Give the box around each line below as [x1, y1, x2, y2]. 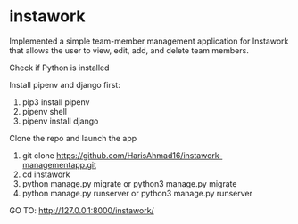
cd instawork [21, 169, 70, 180]
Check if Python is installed [9, 62, 110, 73]
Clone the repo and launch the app [9, 132, 137, 143]
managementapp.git [21, 159, 96, 170]
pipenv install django [21, 116, 99, 126]
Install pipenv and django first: [9, 79, 120, 90]
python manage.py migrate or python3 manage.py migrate [21, 178, 237, 188]
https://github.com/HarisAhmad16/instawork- [56, 149, 223, 161]
